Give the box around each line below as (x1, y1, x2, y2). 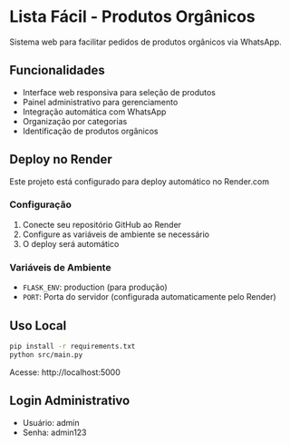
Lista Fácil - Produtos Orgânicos (9, 6, 256, 27)
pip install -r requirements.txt (9, 341, 136, 351)
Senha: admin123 (22, 427, 88, 438)
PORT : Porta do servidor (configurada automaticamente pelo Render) (22, 292, 276, 302)
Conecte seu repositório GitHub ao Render (22, 219, 182, 230)
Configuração (9, 198, 72, 211)
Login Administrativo (9, 393, 130, 409)
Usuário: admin (22, 417, 80, 428)
